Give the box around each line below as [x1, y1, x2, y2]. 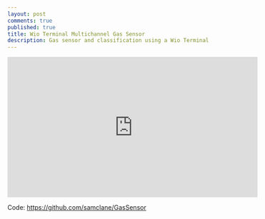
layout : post [7, 10, 46, 18]
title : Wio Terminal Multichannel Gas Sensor [7, 30, 145, 38]
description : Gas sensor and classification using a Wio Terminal [7, 37, 209, 44]
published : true [7, 24, 56, 31]
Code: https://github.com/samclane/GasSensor [7, 203, 146, 212]
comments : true [7, 17, 53, 24]
